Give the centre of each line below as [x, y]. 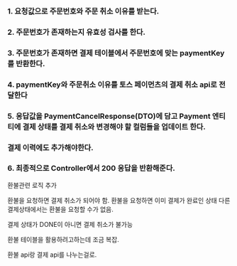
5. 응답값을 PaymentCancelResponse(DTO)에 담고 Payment [109, 116]
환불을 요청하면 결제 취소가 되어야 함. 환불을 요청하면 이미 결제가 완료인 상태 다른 [119, 200]
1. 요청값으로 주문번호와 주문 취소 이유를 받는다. [83, 11]
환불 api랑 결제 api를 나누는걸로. [52, 255]
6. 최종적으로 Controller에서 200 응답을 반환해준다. [91, 169]
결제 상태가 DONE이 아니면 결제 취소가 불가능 [70, 224]
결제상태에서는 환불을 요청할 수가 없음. [60, 209]
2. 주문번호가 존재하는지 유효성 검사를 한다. [77, 32]
